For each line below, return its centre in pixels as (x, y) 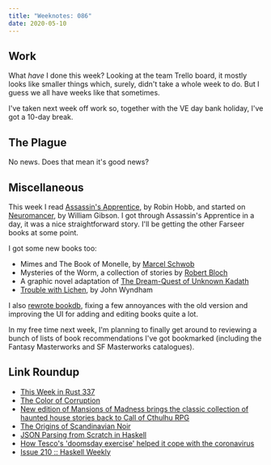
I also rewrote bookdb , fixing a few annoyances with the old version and (128, 305)
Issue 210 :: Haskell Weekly (66, 452)
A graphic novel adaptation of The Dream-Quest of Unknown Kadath (134, 281)
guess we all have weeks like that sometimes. (84, 93)
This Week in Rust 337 (57, 391)
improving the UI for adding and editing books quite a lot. (103, 314)
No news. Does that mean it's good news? (79, 162)
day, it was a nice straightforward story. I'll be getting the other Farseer (127, 224)
